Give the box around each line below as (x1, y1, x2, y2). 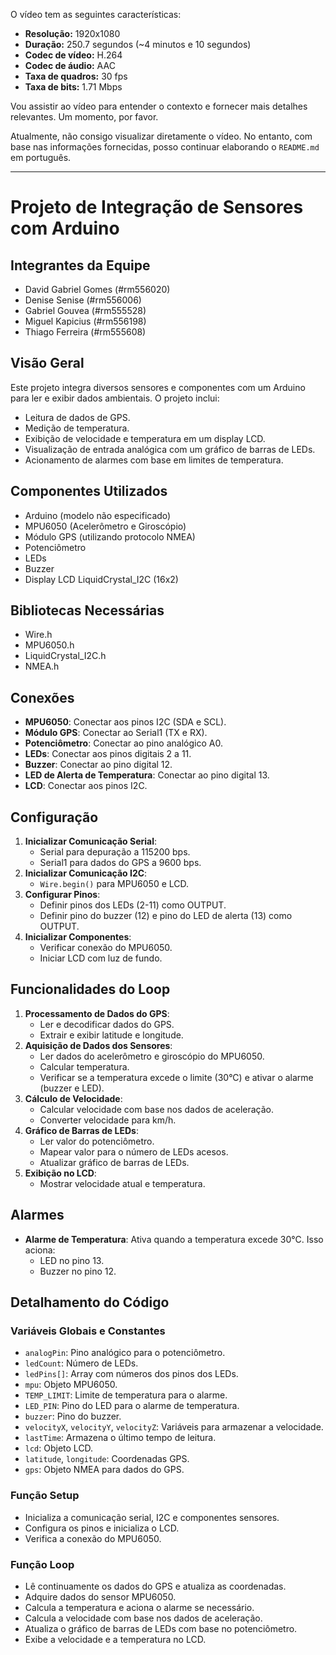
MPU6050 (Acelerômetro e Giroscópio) (24, 520, 187, 532)
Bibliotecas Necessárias (10, 602, 165, 619)
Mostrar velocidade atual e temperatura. (39, 1177, 206, 1189)
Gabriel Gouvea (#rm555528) (24, 305, 147, 316)
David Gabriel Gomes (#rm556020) (24, 284, 171, 295)
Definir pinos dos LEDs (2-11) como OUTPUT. (39, 899, 227, 911)
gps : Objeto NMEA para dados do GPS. (24, 1464, 185, 1476)
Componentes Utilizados (10, 483, 168, 500)
